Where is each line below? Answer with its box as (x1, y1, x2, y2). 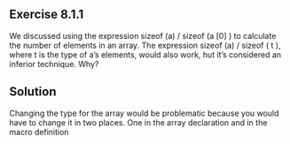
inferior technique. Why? (9, 58, 99, 69)
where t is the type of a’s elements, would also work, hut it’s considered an (9, 49, 282, 60)
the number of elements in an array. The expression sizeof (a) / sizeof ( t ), (9, 40, 281, 50)
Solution (9, 84, 57, 100)
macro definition (9, 126, 69, 137)
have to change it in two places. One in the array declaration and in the (9, 117, 268, 127)
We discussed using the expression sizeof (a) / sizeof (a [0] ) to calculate (9, 30, 277, 41)
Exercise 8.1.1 (9, 7, 84, 22)
